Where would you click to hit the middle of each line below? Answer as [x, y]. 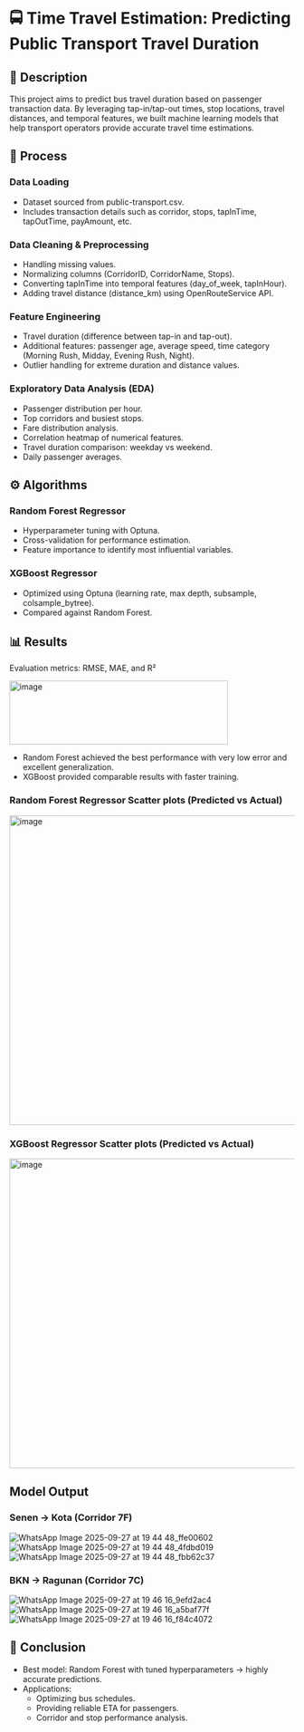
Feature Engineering [55, 316]
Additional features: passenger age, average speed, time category [146, 346]
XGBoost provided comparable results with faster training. [131, 777]
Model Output [49, 1492]
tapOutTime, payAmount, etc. [77, 221]
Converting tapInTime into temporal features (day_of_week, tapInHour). [155, 284]
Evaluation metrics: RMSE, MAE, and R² [83, 669]
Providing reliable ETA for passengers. [107, 1708]
